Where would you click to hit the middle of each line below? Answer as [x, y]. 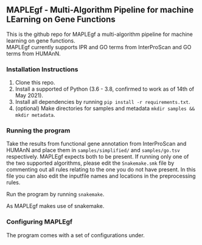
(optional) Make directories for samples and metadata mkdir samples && [105, 108]
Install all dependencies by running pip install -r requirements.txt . [103, 102]
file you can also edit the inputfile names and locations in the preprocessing [101, 176]
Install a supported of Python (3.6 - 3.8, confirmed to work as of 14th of [105, 89]
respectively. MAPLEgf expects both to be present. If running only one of [98, 157]
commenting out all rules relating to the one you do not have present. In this [101, 170]
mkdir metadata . [35, 115]
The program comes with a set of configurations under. [75, 235]
